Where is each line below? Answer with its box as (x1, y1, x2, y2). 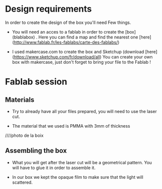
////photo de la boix (5, 132, 44, 138)
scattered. (12, 179, 33, 185)
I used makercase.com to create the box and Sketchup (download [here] (12, 49, 158, 55)
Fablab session (5, 76, 67, 87)
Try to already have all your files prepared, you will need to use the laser (12, 108, 157, 114)
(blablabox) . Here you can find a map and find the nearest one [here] (12, 34, 152, 40)
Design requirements (5, 3, 92, 15)
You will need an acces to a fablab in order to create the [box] (12, 29, 136, 35)
